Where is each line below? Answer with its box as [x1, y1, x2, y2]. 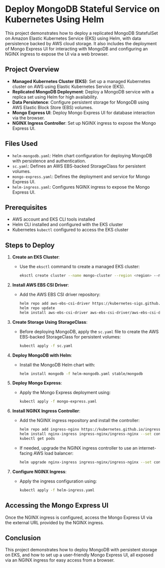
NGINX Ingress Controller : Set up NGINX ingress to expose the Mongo [12, 120, 156, 126]
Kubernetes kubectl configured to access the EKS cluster [12, 227, 129, 233]
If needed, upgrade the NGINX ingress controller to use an [19, 445, 138, 451]
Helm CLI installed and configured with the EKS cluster [12, 222, 123, 227]
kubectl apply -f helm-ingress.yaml [19, 487, 95, 492]
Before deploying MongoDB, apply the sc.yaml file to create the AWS [19, 328, 159, 335]
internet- [138, 445, 156, 451]
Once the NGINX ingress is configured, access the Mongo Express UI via [5, 514, 153, 520]
